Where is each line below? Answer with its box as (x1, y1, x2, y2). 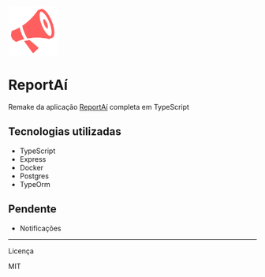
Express (19, 154, 47, 163)
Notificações (19, 223, 62, 233)
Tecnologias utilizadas (8, 125, 121, 139)
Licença (8, 246, 34, 256)
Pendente (8, 203, 57, 216)
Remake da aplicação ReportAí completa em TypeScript (8, 102, 189, 111)
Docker (19, 163, 44, 172)
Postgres (19, 171, 50, 181)
